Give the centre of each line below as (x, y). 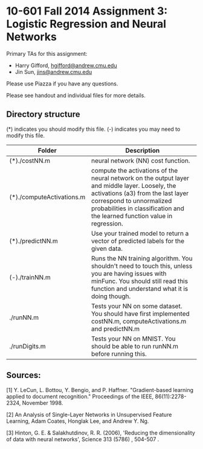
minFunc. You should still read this (140, 281)
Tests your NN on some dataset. (137, 306)
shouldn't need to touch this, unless (142, 266)
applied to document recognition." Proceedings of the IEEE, (80, 396)
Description (143, 150)
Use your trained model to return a (140, 233)
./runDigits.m (27, 346)
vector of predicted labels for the (138, 241)
